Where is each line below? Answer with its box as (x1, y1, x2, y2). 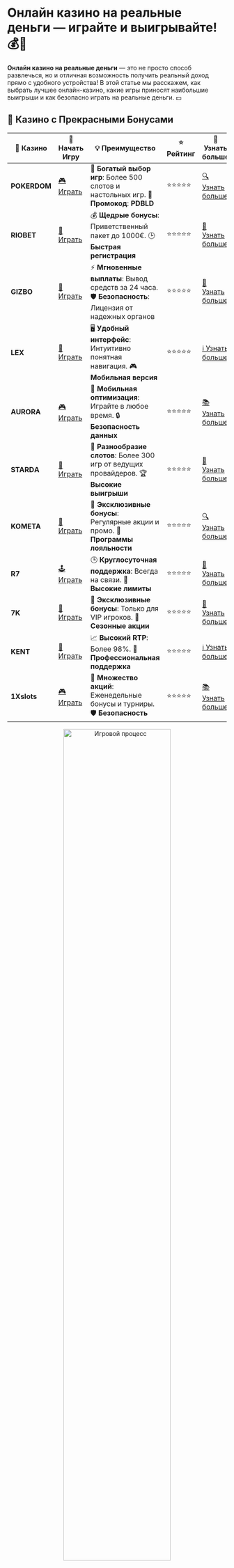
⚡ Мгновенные (90, 262, 142, 272)
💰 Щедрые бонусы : (90, 210, 160, 220)
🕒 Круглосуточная (90, 555, 157, 565)
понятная (90, 352, 123, 361)
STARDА (10, 465, 40, 475)
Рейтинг (166, 149, 196, 159)
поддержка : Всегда (90, 566, 159, 576)
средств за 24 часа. (90, 282, 159, 292)
